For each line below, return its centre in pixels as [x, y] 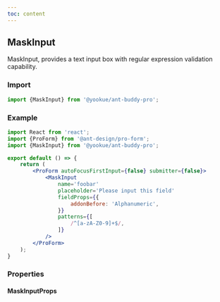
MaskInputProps [32, 291]
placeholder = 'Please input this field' [116, 191]
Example [23, 118]
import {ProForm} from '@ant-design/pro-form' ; [79, 139]
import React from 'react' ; [49, 132]
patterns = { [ [75, 217]
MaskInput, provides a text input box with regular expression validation [110, 59]
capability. [22, 67]
